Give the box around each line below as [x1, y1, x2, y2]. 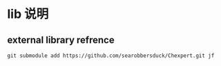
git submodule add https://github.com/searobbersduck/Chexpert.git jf [7, 52, 215, 59]
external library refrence [7, 34, 115, 45]
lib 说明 [7, 6, 49, 22]
